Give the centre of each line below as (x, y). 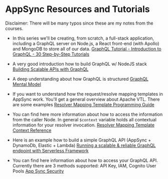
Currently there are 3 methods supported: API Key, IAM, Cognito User (84, 165)
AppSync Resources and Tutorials (77, 9)
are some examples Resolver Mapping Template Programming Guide (83, 104)
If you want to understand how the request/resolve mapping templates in (88, 94)
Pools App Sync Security (38, 171)
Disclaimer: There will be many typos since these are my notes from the (79, 23)
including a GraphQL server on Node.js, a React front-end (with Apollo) (86, 43)
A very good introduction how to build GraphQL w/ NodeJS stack (79, 64)
